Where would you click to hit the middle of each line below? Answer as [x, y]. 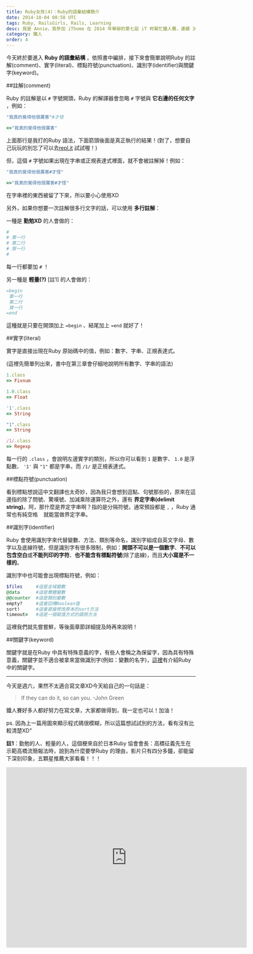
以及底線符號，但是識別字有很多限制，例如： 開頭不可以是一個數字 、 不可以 [103, 547]
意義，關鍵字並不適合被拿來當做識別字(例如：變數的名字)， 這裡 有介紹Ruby [99, 660]
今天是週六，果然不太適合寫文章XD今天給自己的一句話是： [78, 686]
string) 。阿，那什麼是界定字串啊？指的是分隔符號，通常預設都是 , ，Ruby [98, 507]
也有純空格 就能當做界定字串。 [51, 514]
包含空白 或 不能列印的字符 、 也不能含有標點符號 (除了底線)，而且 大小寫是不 [98, 555]
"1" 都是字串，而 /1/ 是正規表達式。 [84, 466]
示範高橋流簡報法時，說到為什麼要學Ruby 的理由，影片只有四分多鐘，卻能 [98, 751]
